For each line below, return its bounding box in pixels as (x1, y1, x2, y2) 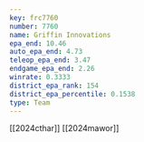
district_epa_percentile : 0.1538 (9, 89, 136, 98)
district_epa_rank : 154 (9, 81, 100, 90)
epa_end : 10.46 (9, 38, 67, 48)
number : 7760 (9, 22, 59, 31)
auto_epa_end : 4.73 (9, 47, 83, 56)
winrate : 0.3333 (9, 73, 71, 82)
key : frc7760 (9, 13, 59, 23)
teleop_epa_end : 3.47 (9, 56, 91, 65)
